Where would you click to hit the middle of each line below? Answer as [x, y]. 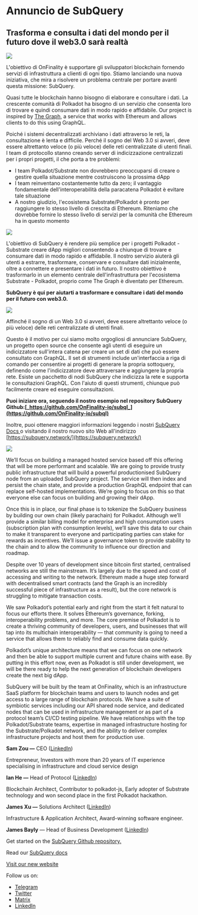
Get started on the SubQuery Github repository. [64, 841]
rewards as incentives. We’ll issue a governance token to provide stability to [98, 540]
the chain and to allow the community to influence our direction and [88, 547]
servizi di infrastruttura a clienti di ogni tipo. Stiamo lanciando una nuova [94, 73]
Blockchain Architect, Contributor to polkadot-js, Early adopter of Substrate [98, 789]
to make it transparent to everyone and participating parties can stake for [95, 534]
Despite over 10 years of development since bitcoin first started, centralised [98, 564]
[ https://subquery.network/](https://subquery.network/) [74, 437]
